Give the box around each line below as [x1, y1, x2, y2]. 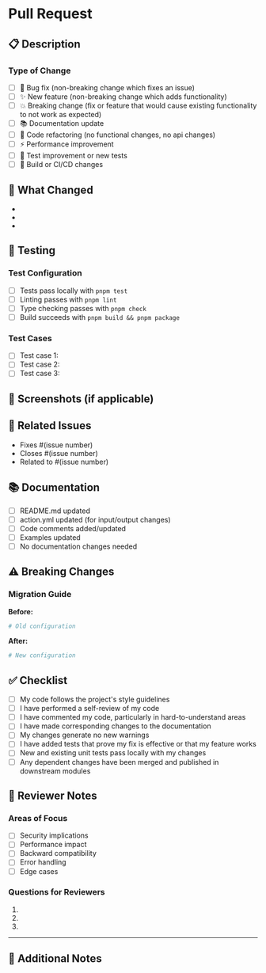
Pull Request [8, 5, 93, 23]
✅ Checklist [8, 674, 68, 687]
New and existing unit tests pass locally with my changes [19, 748, 207, 758]
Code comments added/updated [19, 523, 127, 533]
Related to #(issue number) [19, 457, 109, 466]
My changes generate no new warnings [19, 730, 150, 740]
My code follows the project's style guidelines [19, 694, 170, 705]
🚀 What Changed [8, 183, 93, 196]
